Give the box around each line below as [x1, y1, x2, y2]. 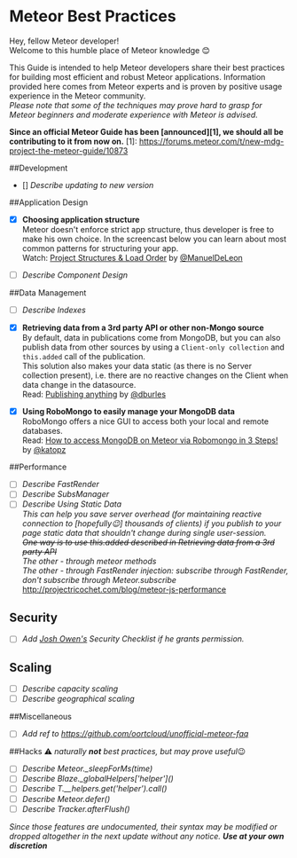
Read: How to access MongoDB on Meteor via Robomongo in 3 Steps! [21, 435, 278, 445]
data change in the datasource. [21, 380, 137, 390]
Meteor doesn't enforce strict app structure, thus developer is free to [21, 224, 275, 234]
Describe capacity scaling [21, 683, 119, 694]
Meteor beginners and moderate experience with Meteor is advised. [9, 109, 259, 120]
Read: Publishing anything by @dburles [21, 389, 167, 400]
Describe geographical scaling [21, 694, 135, 705]
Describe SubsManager [21, 489, 109, 500]
